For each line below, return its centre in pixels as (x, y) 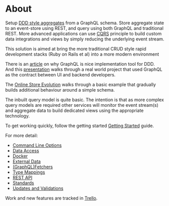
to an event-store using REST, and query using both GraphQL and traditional (84, 28)
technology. (18, 116)
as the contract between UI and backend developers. (61, 74)
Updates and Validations (38, 188)
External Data (27, 161)
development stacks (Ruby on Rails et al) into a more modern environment (82, 54)
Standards (23, 183)
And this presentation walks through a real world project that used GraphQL (84, 69)
